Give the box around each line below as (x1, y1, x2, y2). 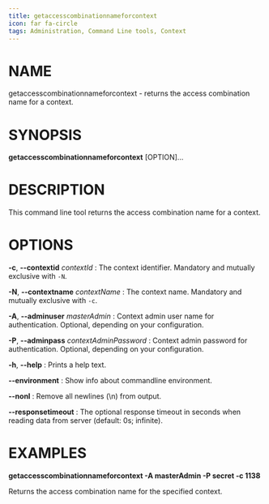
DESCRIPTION (8, 181, 105, 199)
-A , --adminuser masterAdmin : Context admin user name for (8, 311, 215, 321)
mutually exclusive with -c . (8, 296, 98, 305)
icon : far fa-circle (8, 19, 79, 28)
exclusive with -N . (8, 271, 67, 281)
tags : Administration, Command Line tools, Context (8, 27, 186, 35)
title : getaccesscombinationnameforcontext (8, 11, 158, 20)
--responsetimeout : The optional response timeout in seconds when (8, 407, 241, 417)
